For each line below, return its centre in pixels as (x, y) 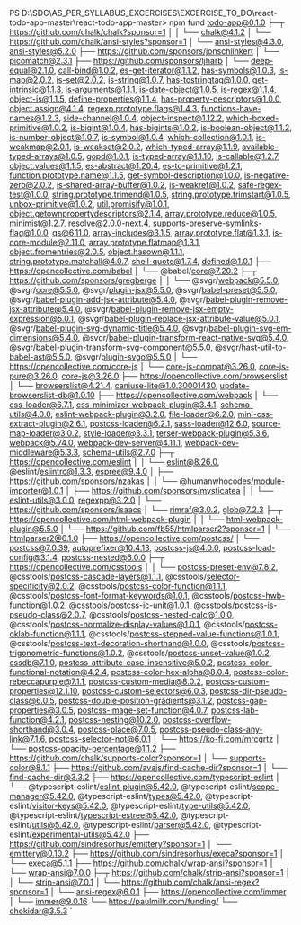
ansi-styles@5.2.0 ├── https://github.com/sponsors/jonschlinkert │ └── (145, 51)
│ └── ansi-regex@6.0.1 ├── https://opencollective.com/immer (168, 892)
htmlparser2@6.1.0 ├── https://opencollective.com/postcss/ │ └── (134, 538)
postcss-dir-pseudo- (248, 691)
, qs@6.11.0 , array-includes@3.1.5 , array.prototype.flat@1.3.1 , (159, 232)
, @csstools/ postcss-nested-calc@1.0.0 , (159, 614)
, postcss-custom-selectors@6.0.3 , (143, 691)
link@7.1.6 (27, 739)
